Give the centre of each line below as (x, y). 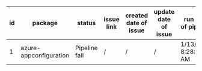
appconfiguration (45, 55)
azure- (31, 48)
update (164, 12)
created (137, 16)
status (87, 23)
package (45, 23)
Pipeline (86, 48)
